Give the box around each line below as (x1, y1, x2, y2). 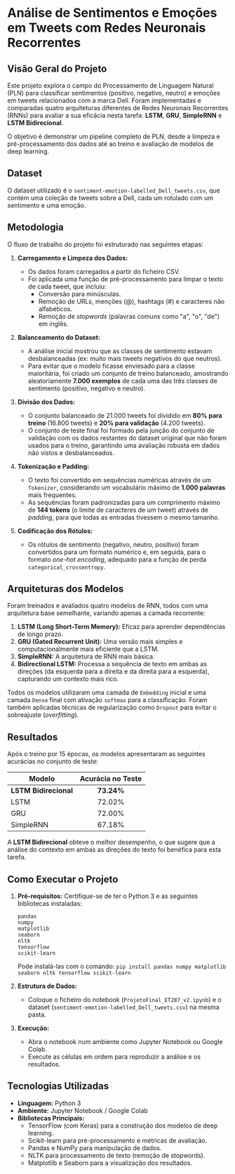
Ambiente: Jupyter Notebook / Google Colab (17, 1106, 149, 1114)
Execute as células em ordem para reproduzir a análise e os (27, 1053, 201, 1061)
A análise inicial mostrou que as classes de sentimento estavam (27, 346, 213, 355)
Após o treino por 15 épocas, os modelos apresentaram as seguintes (7, 750, 206, 758)
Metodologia (7, 221, 65, 233)
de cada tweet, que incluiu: (27, 282, 107, 291)
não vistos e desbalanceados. (27, 448, 114, 457)
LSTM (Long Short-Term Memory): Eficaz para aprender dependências (17, 623, 226, 631)
